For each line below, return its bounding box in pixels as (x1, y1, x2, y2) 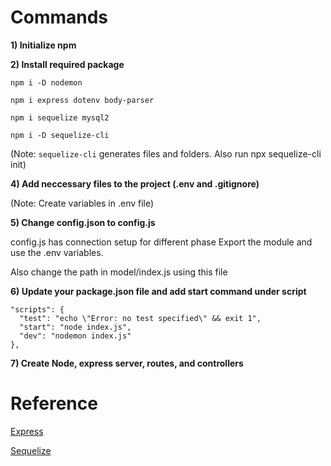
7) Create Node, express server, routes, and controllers (10, 357, 244, 369)
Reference (10, 392, 98, 415)
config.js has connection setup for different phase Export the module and (10, 236, 313, 248)
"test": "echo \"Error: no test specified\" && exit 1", (19, 313, 262, 323)
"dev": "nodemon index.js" (19, 331, 132, 341)
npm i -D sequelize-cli (10, 130, 110, 140)
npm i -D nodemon (10, 77, 83, 88)
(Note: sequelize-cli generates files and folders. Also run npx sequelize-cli (10, 147, 322, 160)
